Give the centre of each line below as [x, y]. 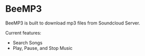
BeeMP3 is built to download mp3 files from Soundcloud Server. [73, 23]
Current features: [23, 33]
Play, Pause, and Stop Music [43, 48]
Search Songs [27, 43]
